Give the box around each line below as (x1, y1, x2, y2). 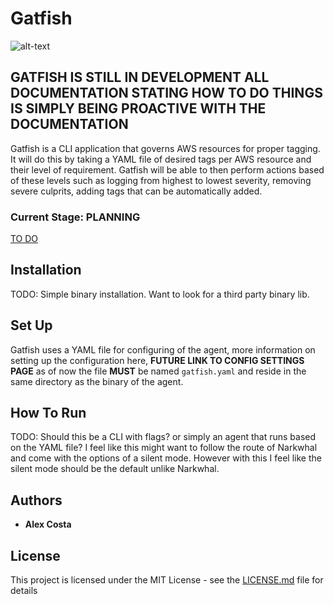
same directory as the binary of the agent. (10, 375, 184, 387)
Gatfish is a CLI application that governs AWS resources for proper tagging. (10, 142, 321, 154)
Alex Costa (24, 518, 72, 531)
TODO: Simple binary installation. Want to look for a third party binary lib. (10, 288, 310, 300)
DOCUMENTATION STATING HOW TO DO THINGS (10, 85, 323, 102)
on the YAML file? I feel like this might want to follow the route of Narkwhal (10, 442, 318, 454)
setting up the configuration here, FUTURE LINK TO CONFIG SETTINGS (10, 354, 305, 366)
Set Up (10, 317, 53, 334)
